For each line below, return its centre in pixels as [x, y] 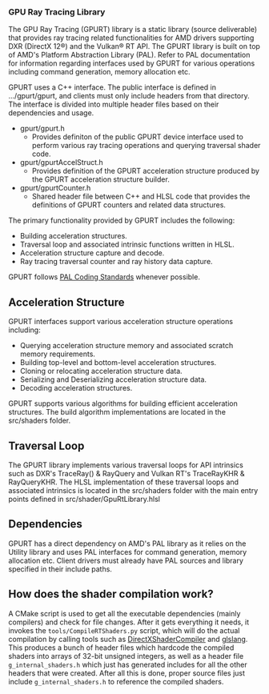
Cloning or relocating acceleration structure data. [101, 371]
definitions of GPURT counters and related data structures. [129, 205]
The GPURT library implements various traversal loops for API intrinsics [126, 465]
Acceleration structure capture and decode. [92, 253]
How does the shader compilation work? [111, 594]
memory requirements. [58, 354]
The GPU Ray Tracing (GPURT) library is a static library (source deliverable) [133, 30]
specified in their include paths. [60, 569]
